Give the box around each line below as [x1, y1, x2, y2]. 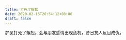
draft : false [5, 16, 31, 21]
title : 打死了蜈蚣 [5, 7, 39, 12]
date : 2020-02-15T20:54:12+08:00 [5, 12, 73, 16]
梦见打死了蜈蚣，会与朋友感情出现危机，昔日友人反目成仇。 [5, 30, 124, 36]
